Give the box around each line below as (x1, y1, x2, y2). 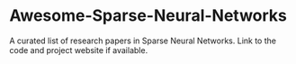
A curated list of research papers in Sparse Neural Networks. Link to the (9, 35, 277, 46)
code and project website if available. (9, 44, 148, 55)
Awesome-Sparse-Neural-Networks (9, 5, 288, 26)
